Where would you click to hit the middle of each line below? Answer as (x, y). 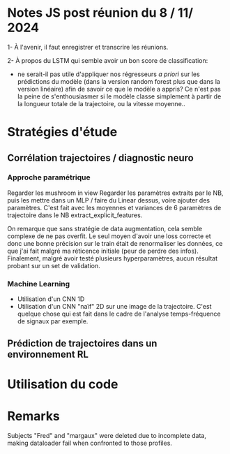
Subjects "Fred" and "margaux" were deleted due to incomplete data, (107, 435)
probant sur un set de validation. (54, 265)
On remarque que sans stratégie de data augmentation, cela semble (105, 228)
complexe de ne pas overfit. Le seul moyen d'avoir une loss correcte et (109, 236)
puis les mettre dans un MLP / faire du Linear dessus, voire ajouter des (109, 200)
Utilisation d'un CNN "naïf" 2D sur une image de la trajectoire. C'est (114, 307)
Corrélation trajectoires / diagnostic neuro (100, 158)
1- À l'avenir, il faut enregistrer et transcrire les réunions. (88, 47)
